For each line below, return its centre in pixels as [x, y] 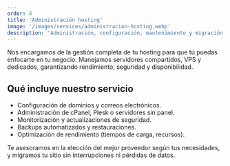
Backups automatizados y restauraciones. [76, 127]
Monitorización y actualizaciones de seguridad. [84, 120]
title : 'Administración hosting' [55, 20]
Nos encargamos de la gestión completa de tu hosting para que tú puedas [113, 52]
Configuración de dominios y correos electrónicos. [89, 105]
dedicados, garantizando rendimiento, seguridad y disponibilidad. [100, 67]
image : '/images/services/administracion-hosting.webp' [89, 26]
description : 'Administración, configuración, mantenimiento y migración [115, 33]
